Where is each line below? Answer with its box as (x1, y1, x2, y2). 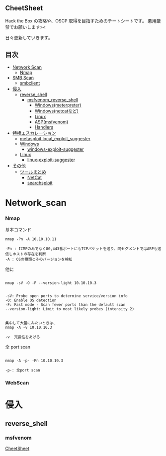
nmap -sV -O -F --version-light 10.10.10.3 (5, 280, 97, 285)
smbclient (19, 80, 40, 86)
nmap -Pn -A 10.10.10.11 (5, 237, 57, 242)
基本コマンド (5, 227, 31, 233)
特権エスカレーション (12, 130, 56, 136)
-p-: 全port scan (5, 368, 41, 373)
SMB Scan (12, 75, 34, 81)
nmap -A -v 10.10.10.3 (5, 325, 52, 330)
